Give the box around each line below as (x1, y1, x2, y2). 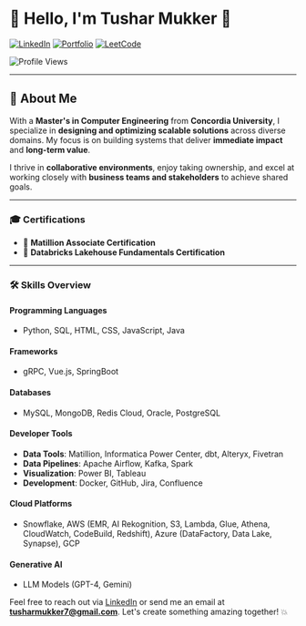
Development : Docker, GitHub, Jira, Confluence (22, 477, 203, 488)
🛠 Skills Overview (9, 278, 91, 291)
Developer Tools (9, 428, 73, 439)
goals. (9, 181, 33, 192)
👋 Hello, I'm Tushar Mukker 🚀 (9, 8, 232, 29)
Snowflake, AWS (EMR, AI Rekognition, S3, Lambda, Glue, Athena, (22, 518, 270, 529)
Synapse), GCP (22, 538, 80, 549)
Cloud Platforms (9, 498, 73, 509)
